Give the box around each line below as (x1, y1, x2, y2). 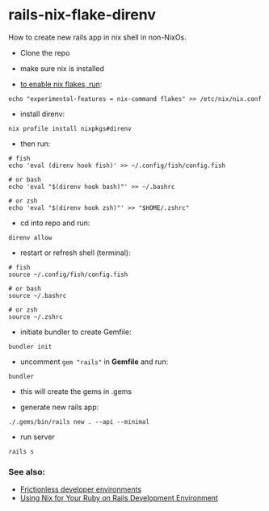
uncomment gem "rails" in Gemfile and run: (19, 357, 169, 366)
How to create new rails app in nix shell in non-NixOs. (8, 32, 187, 42)
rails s (8, 447, 35, 455)
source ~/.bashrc (8, 291, 67, 299)
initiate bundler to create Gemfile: (19, 327, 132, 337)
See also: (8, 466, 46, 477)
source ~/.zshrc (8, 312, 63, 320)
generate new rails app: (19, 402, 99, 412)
